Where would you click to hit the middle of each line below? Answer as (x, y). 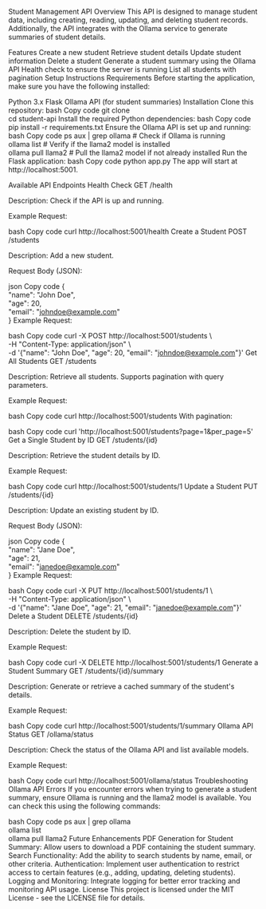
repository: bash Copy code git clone (69, 110)
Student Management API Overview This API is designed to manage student (133, 12)
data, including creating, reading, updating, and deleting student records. (128, 20)
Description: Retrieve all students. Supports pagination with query (116, 377)
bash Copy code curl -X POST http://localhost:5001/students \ (110, 336)
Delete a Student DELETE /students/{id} (73, 616)
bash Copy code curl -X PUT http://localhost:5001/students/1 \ (111, 591)
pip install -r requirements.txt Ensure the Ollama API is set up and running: (130, 127)
